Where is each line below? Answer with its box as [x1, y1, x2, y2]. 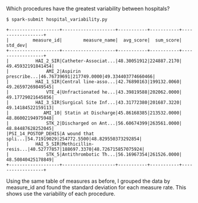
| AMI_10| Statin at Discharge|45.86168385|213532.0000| [6, 110, 183, 116]
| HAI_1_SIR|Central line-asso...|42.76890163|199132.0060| [6, 79, 183, 85]
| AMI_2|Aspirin [6, 68, 81, 74]
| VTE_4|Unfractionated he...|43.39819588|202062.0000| [6, 89, 183, 95]
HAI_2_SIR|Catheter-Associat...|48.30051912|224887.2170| [35, 58, 183, 64]
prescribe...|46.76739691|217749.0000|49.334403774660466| [6, 74, 156, 80]
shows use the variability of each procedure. [6, 190, 116, 197]
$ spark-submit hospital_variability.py [6, 17, 108, 23]
